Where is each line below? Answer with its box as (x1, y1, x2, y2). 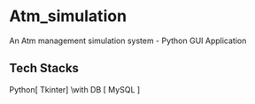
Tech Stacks (9, 61, 80, 76)
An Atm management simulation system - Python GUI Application (9, 35, 247, 46)
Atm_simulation (9, 6, 127, 26)
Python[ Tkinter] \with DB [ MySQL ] (9, 84, 141, 94)
